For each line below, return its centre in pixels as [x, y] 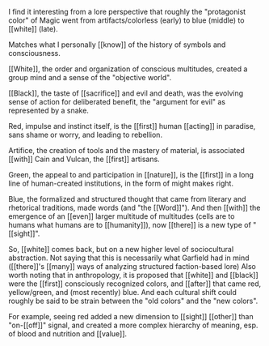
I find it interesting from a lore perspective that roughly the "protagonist [127, 12]
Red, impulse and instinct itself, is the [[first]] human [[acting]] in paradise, [132, 126]
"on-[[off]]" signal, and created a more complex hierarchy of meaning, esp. [133, 325]
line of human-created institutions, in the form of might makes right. [121, 183]
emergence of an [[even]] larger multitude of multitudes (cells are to [122, 216]
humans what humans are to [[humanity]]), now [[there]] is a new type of [130, 225]
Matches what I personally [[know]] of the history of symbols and [117, 45]
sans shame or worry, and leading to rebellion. [86, 135]
